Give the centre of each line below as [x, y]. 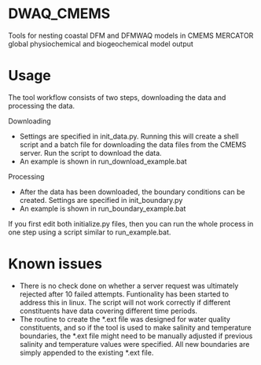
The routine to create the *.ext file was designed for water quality [125, 319]
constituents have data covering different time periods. [108, 311]
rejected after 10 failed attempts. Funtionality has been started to [124, 294]
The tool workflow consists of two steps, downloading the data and [117, 97]
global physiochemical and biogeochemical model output [101, 43]
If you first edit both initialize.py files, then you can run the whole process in [131, 223]
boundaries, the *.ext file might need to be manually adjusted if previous [136, 336]
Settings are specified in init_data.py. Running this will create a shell [129, 136]
